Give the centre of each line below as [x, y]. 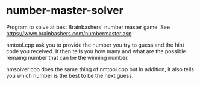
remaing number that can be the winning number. [67, 57]
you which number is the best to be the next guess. [70, 75]
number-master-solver [65, 10]
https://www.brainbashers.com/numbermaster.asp [69, 33]
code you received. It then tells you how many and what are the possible [96, 51]
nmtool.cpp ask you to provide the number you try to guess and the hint [95, 45]
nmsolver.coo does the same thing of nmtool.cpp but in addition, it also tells [100, 69]
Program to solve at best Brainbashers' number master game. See [88, 27]
